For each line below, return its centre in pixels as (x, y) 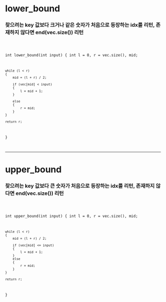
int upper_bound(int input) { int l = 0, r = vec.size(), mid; (72, 216)
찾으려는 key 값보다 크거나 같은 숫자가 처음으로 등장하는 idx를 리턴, (80, 25)
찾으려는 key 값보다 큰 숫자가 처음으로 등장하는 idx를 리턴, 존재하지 (80, 186)
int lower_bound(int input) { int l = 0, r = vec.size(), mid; (72, 55)
